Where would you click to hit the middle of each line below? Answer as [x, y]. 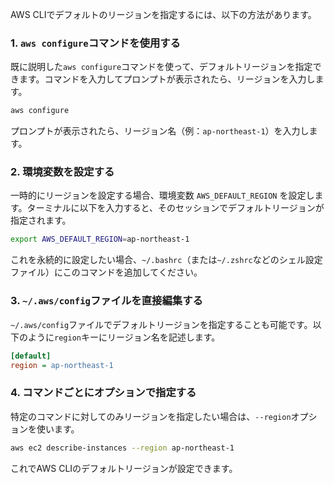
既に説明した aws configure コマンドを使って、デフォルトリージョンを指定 [161, 67]
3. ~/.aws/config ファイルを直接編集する [106, 301]
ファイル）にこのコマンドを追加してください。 [106, 272]
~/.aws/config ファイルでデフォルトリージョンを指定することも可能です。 [161, 324]
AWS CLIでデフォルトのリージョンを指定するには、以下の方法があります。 [163, 14]
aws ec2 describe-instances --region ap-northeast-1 [122, 448]
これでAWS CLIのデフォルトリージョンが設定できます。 [124, 468]
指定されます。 [41, 220]
